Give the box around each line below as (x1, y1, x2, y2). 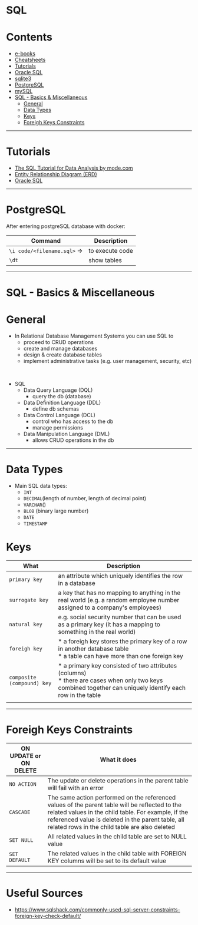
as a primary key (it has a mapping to (58, 620, 161, 628)
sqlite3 (14, 75, 31, 82)
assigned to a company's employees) (58, 603, 162, 612)
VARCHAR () (23, 501, 46, 508)
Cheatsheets (14, 57, 46, 64)
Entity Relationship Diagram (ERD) (14, 171, 97, 178)
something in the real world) (58, 628, 136, 636)
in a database (58, 579, 95, 587)
